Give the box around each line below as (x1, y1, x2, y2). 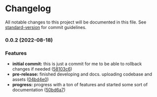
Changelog (5, 3, 51, 14)
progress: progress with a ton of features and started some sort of (12, 82, 148, 88)
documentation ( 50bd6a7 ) (12, 87, 65, 93)
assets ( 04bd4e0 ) (12, 76, 49, 82)
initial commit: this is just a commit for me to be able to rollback (12, 61, 142, 67)
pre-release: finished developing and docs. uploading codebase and (12, 72, 153, 77)
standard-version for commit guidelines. (5, 24, 87, 30)
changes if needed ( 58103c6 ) (12, 66, 72, 72)
